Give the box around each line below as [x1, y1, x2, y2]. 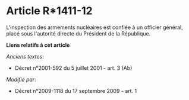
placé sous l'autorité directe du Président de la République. [6, 30, 151, 37]
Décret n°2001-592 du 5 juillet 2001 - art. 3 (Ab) [14, 64, 133, 72]
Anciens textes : [6, 53, 45, 60]
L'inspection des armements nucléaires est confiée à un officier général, [6, 24, 183, 31]
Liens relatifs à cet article [6, 41, 70, 49]
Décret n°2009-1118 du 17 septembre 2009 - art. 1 [14, 87, 137, 94]
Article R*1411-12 [6, 4, 93, 18]
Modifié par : [6, 76, 37, 83]
